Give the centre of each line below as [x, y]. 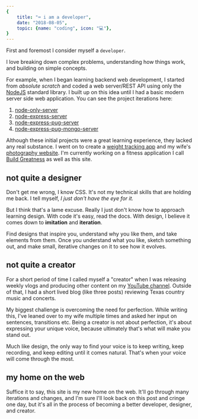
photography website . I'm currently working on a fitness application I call [95, 153]
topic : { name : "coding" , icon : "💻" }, [64, 28]
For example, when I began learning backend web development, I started [95, 80]
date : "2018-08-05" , [42, 22]
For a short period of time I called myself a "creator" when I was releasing [96, 279]
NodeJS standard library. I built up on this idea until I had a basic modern [95, 92]
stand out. [18, 334]
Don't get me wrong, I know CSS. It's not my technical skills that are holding [99, 192]
